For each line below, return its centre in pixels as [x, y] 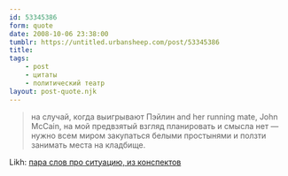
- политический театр [65, 83]
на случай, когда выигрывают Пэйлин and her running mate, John [154, 117]
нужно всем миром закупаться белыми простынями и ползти [148, 135]
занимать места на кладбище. [88, 145]
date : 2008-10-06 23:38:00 [59, 34]
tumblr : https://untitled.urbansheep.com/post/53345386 [114, 42]
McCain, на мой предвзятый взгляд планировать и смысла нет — [155, 126]
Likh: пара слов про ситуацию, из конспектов [95, 162]
